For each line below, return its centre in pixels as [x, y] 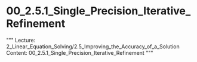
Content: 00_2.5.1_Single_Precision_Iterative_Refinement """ [80, 52]
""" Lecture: [21, 40]
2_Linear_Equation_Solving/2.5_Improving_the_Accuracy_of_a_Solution [93, 46]
